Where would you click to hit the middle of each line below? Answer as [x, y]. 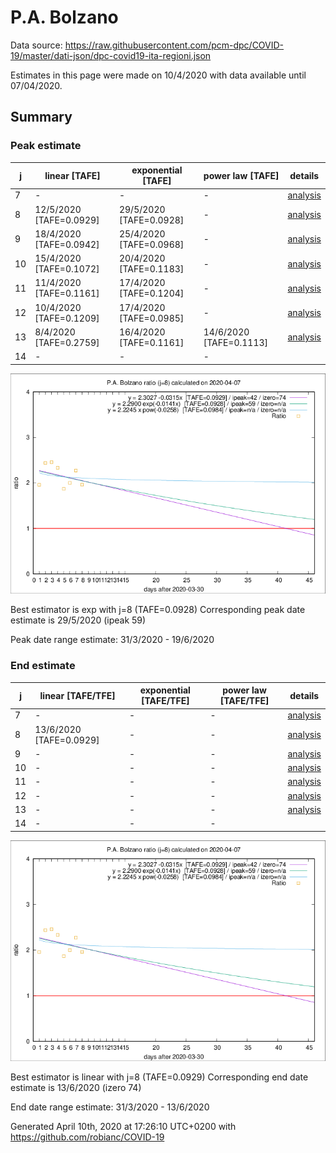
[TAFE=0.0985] [151, 318]
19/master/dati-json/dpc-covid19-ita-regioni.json [111, 55]
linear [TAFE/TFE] [77, 695]
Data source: [36, 45]
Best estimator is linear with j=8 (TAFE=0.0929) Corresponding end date [159, 1077]
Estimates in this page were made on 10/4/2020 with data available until [158, 75]
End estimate [43, 666]
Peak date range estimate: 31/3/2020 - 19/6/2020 [112, 640]
